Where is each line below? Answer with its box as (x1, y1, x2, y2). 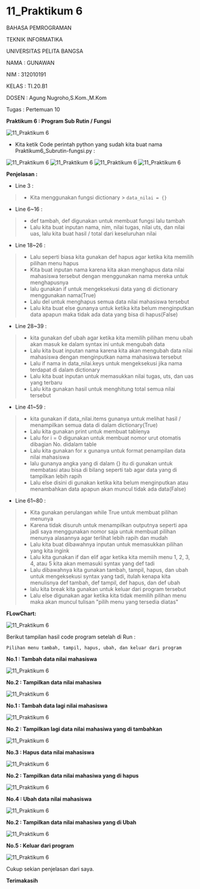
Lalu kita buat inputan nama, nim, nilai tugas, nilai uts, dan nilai (30, 223, 185, 231)
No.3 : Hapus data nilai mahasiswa (6, 748, 95, 756)
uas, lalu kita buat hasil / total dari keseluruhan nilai (30, 230, 157, 237)
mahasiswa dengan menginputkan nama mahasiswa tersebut (30, 353, 182, 361)
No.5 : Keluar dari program (6, 841, 74, 849)
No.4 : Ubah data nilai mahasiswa (6, 795, 92, 802)
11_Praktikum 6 (6, 4, 83, 18)
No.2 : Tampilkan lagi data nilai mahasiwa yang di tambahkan (6, 725, 163, 733)
